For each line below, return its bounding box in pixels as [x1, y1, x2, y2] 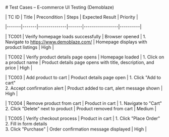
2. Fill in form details [5, 121, 47, 126]
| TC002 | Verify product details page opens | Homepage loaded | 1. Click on [5, 54, 164, 60]
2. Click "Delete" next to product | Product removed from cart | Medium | [5, 106, 156, 111]
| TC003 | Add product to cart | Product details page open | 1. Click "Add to [5, 75, 161, 80]
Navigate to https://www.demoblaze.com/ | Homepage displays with [5, 39, 147, 45]
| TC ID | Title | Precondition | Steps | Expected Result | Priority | [5, 14, 138, 20]
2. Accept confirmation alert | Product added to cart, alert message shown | [5, 85, 163, 91]
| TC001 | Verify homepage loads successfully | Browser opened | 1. [5, 34, 146, 39]
